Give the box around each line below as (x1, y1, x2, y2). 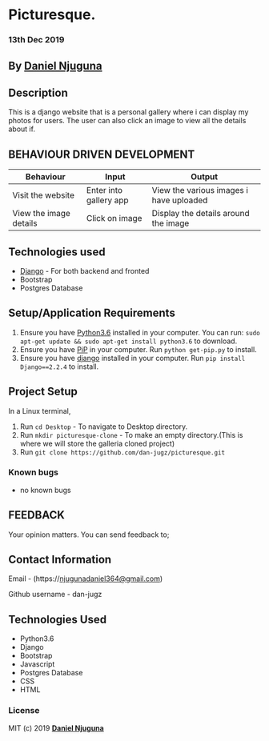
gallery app (86, 194, 130, 206)
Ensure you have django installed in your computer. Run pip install (19, 353, 246, 362)
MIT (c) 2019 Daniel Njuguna (8, 723, 104, 733)
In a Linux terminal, (8, 406, 71, 415)
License (8, 705, 40, 716)
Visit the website (12, 190, 74, 201)
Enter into (86, 185, 122, 196)
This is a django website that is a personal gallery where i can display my (8, 107, 249, 117)
